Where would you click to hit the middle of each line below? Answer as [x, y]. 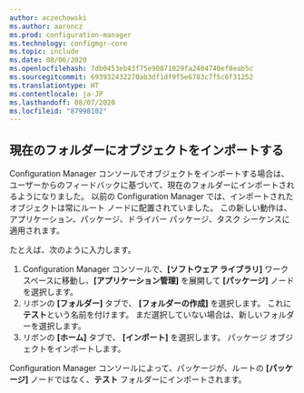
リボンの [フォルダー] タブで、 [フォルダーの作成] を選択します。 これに [157, 303]
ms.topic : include [44, 52]
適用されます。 [37, 231]
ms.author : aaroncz [46, 26]
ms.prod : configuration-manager [70, 35]
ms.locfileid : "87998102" [58, 111]
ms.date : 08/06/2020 [49, 60]
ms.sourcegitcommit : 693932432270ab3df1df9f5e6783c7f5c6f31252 [132, 77]
